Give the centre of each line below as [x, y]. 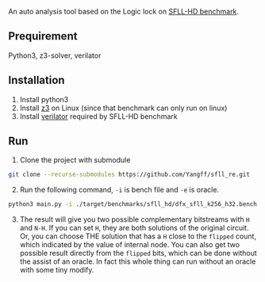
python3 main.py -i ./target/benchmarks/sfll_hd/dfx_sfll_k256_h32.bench [133, 204]
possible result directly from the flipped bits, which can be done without [138, 253]
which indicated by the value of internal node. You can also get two [130, 245]
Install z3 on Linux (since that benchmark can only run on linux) [123, 108]
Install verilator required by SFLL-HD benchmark [98, 116]
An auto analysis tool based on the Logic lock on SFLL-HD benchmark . [124, 11]
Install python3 [44, 99]
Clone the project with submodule [75, 160]
